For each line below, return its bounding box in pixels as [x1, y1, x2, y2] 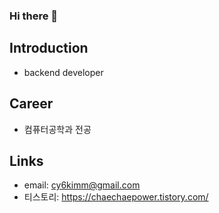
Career [9, 95, 54, 113]
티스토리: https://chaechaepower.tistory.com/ [23, 191, 209, 203]
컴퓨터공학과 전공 [23, 123, 92, 135]
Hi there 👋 [9, 9, 59, 23]
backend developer [23, 66, 104, 78]
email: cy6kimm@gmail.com [23, 179, 141, 191]
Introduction [9, 40, 89, 57]
